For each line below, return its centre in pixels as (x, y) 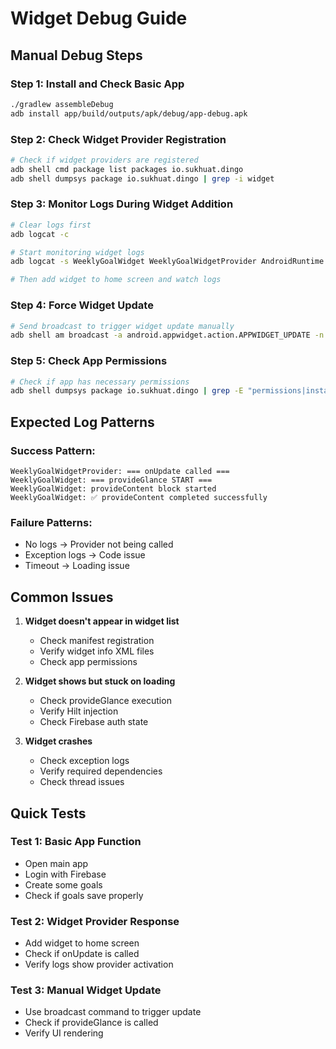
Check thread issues (82, 782)
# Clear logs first (51, 225)
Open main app (56, 863)
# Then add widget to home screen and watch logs (116, 280)
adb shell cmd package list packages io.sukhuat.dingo (127, 169)
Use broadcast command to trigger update (113, 1012)
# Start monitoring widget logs (77, 252)
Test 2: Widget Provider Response (95, 921)
